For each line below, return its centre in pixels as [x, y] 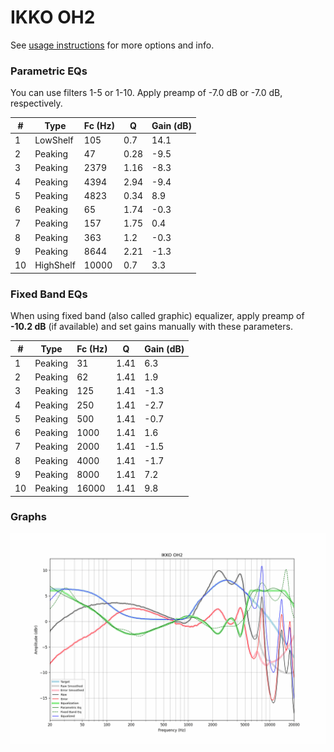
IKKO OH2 [53, 17]
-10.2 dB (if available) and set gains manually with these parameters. [151, 327]
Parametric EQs [49, 71]
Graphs [28, 517]
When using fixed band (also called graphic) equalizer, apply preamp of [157, 316]
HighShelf [55, 265]
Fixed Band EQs [49, 294]
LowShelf [54, 140]
